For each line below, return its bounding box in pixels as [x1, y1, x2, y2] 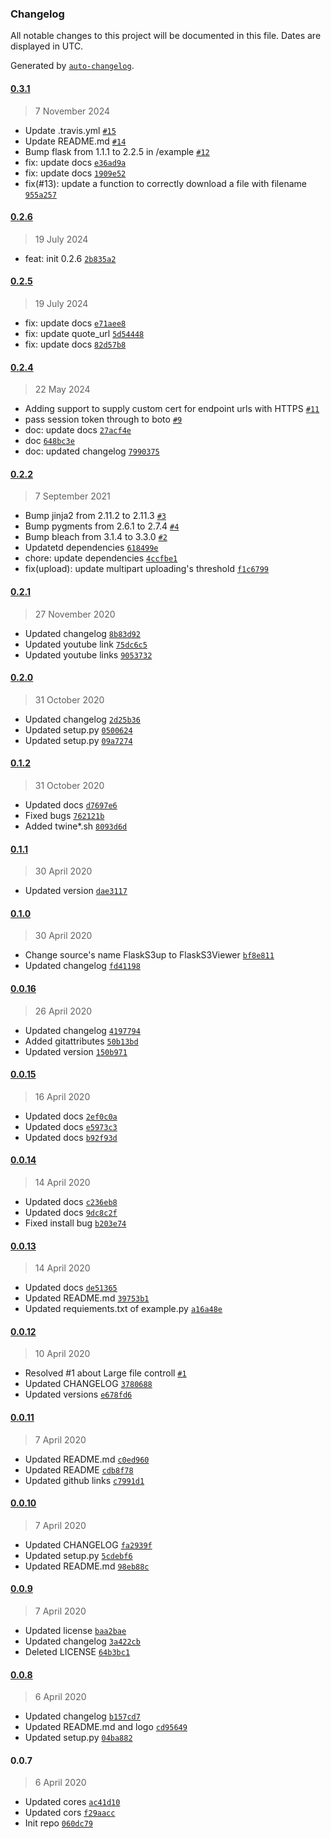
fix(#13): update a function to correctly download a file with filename [24, 177, 307, 189]
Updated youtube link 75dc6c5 [24, 638, 148, 650]
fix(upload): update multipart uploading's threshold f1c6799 [24, 563, 270, 575]
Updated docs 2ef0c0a [24, 1110, 118, 1122]
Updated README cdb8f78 [24, 1463, 134, 1476]
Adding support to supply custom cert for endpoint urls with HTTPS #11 [24, 403, 320, 415]
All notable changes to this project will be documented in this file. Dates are [10, 30, 322, 42]
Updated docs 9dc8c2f [24, 1206, 118, 1218]
